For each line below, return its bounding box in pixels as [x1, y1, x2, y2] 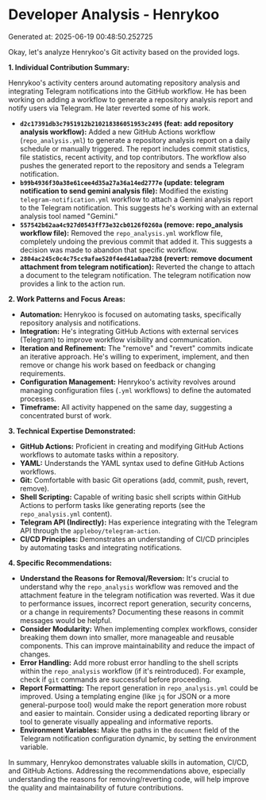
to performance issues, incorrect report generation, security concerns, [19, 598, 252, 608]
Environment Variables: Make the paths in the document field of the [19, 725, 240, 735]
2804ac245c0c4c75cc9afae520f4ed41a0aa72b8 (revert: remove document [19, 253, 253, 263]
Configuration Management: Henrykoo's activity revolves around [19, 377, 236, 387]
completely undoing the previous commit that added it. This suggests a [19, 237, 253, 246]
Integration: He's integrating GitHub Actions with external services [19, 326, 239, 336]
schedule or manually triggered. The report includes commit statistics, [19, 144, 250, 153]
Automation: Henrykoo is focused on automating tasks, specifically [19, 310, 242, 319]
